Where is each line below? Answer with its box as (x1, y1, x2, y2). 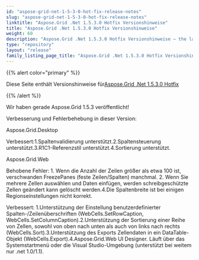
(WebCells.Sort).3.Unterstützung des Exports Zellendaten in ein (6, 229, 161, 236)
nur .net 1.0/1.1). (6, 248, 44, 255)
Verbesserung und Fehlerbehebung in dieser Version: (6, 115, 137, 122)
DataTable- (162, 229, 190, 236)
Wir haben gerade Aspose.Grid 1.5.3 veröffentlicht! (6, 103, 129, 110)
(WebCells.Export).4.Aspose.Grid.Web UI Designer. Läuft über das (23, 235, 185, 242)
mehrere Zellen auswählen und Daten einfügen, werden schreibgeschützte (6, 179, 188, 187)
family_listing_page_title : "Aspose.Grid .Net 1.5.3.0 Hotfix (6, 53, 163, 59)
